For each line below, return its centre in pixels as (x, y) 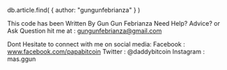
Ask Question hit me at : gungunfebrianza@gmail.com (85, 31)
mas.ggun (22, 59)
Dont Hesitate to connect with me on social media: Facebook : (96, 44)
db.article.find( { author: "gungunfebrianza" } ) (74, 10)
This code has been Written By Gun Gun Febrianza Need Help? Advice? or (114, 23)
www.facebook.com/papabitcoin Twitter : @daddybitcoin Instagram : (106, 52)
